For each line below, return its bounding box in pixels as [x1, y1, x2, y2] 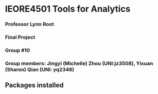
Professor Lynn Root [5, 21, 54, 28]
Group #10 [5, 47, 30, 54]
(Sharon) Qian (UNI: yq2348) [5, 66, 74, 73]
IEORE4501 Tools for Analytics [5, 3, 131, 15]
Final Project [5, 34, 35, 41]
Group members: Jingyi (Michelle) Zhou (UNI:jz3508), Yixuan [5, 60, 153, 67]
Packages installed [5, 81, 64, 90]
